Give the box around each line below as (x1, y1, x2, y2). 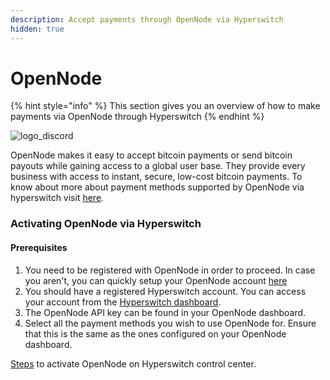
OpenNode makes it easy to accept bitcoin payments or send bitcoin (10, 149, 293, 161)
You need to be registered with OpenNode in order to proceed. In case (24, 264, 316, 276)
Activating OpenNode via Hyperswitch (10, 217, 202, 231)
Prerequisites (10, 241, 68, 253)
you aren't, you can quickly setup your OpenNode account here (24, 274, 288, 286)
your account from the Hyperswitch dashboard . (24, 296, 222, 308)
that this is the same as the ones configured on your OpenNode (24, 327, 287, 340)
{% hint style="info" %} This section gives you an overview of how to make (10, 100, 321, 112)
